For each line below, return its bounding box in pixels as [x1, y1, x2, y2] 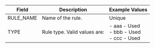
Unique [109, 15, 126, 21]
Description [59, 6, 88, 13]
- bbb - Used [109, 29, 141, 35]
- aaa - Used [109, 23, 140, 29]
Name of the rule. [41, 15, 82, 21]
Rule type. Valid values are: [41, 29, 105, 35]
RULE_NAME [7, 15, 37, 21]
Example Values [109, 6, 148, 13]
